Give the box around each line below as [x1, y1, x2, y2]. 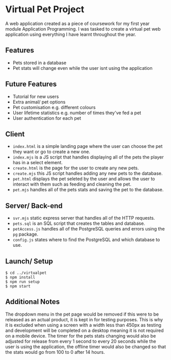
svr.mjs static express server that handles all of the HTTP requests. [12, 215, 155, 221]
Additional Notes [5, 297, 60, 306]
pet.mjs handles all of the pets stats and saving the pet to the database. [12, 187, 164, 193]
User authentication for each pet [12, 115, 82, 121]
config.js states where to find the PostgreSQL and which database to [12, 237, 160, 243]
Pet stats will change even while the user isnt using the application [12, 65, 153, 71]
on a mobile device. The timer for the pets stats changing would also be [5, 332, 156, 339]
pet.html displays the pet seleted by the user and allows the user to [12, 176, 155, 182]
